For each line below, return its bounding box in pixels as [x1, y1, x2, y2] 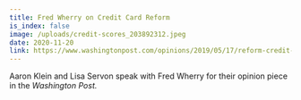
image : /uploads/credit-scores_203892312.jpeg [9, 29, 186, 38]
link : [9, 46, 30, 55]
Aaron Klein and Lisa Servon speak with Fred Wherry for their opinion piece [9, 71, 288, 81]
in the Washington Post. [9, 80, 98, 91]
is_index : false [9, 21, 70, 30]
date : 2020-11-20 [9, 37, 74, 47]
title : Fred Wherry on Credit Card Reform [9, 12, 170, 22]
